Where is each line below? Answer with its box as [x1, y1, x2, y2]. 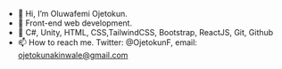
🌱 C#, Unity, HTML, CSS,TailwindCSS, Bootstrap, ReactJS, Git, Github [17, 27, 274, 37]
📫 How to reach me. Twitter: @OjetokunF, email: [17, 37, 198, 48]
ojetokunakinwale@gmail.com [17, 50, 129, 60]
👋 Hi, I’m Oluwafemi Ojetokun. [17, 9, 128, 19]
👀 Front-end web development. [17, 18, 132, 28]
